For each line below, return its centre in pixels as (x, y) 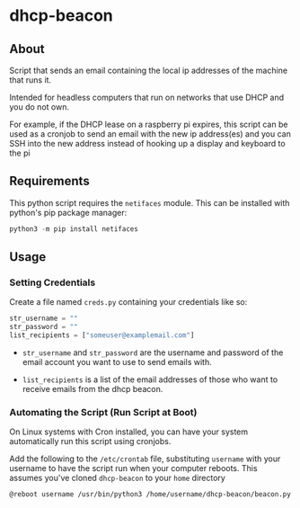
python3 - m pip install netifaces (74, 229)
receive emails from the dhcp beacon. (93, 389)
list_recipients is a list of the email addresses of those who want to (150, 379)
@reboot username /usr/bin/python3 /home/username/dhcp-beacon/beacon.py (150, 495)
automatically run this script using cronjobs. (90, 441)
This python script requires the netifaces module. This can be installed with (150, 202)
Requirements (49, 181)
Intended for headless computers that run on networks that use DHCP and (147, 97)
